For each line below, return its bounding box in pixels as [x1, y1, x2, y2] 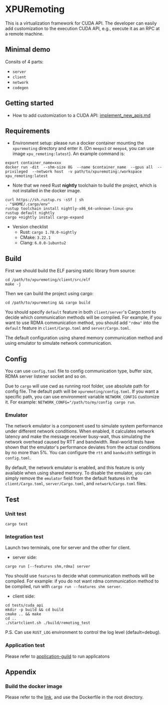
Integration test [5, 533, 43, 540]
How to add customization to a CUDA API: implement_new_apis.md [12, 112, 151, 118]
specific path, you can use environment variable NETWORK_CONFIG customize [5, 394, 159, 399]
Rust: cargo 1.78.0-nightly [19, 229, 77, 235]
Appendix [5, 667, 36, 676]
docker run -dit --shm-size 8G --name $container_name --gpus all [5, 165, 153, 170]
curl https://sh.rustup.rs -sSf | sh [5, 197, 84, 203]
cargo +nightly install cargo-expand [5, 215, 84, 220]
